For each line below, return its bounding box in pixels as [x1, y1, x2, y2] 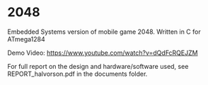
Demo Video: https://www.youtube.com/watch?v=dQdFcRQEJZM [7, 48, 198, 57]
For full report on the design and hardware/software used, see [7, 62, 189, 70]
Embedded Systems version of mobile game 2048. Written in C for [7, 27, 201, 36]
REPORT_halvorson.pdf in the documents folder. [7, 70, 148, 78]
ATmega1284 [7, 34, 45, 43]
